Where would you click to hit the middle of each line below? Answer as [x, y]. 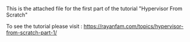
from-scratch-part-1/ [32, 33]
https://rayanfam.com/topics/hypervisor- [134, 26]
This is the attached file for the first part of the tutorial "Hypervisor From [94, 9]
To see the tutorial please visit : [44, 26]
